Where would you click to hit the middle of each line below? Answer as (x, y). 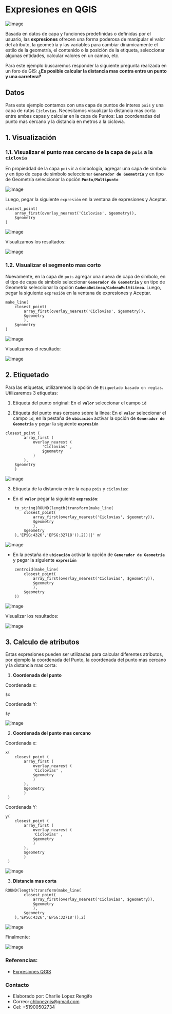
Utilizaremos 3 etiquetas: (32, 393)
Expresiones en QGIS (51, 10)
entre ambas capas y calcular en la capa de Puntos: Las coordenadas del (83, 116)
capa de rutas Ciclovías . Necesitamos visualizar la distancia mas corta (80, 110)
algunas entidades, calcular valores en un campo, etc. (62, 56)
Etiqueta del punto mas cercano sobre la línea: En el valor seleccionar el (89, 413)
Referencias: (22, 960)
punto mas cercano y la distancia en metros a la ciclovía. (65, 121)
